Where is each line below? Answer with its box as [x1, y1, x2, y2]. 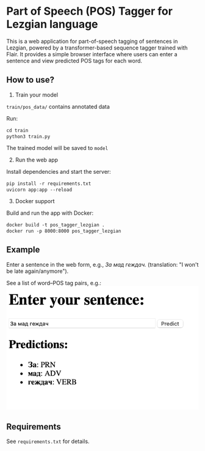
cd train [6, 127, 29, 133]
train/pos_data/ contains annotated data [6, 103, 110, 110]
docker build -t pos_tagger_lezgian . [6, 222, 105, 228]
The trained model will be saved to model [6, 144, 109, 151]
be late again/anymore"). [6, 267, 69, 275]
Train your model [15, 91, 59, 99]
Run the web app [15, 156, 59, 163]
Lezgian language [6, 17, 99, 31]
